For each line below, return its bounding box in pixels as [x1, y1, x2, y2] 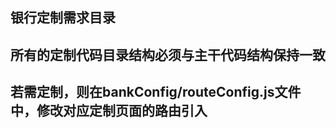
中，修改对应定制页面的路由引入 [10, 103, 208, 120]
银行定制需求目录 [10, 9, 116, 27]
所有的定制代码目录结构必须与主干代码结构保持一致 [10, 46, 326, 63]
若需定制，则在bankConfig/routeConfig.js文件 [10, 84, 302, 101]
